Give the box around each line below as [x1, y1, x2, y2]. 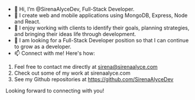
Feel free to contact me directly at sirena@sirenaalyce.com [14, 64, 158, 70]
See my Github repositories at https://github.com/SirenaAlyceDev [14, 76, 174, 82]
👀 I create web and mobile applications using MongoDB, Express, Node [14, 12, 188, 19]
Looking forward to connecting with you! [5, 87, 105, 94]
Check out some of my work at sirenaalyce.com [14, 69, 131, 76]
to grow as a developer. [14, 43, 71, 50]
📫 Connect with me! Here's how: [14, 50, 95, 56]
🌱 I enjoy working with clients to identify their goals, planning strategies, [14, 24, 190, 31]
